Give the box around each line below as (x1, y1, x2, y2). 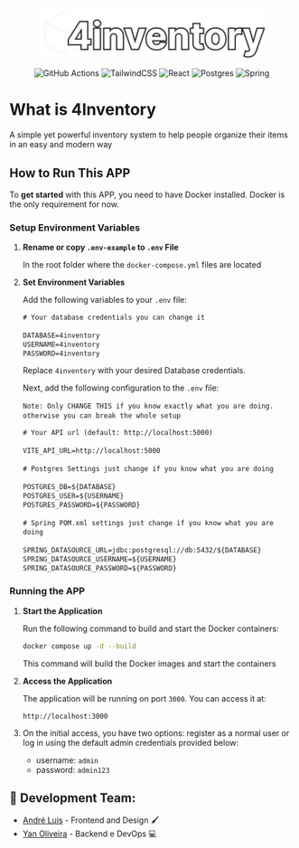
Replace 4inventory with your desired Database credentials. (22, 365, 246, 376)
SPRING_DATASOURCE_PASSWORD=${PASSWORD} (22, 564, 177, 573)
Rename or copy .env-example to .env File (22, 242, 179, 253)
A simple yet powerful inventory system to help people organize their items (9, 129, 289, 140)
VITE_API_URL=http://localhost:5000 (22, 447, 161, 456)
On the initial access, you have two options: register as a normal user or (22, 727, 290, 739)
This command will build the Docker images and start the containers (22, 658, 277, 669)
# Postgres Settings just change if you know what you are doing (22, 465, 274, 474)
